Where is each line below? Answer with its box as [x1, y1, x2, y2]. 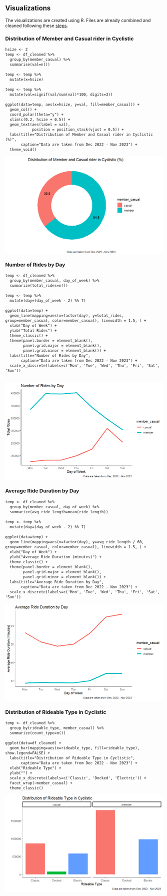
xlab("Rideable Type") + [9, 765, 61, 771]
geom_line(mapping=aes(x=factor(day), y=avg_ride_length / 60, [9, 539, 144, 544]
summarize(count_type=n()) [9, 730, 66, 736]
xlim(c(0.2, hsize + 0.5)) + [9, 117, 70, 122]
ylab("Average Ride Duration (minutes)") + [9, 554, 101, 559]
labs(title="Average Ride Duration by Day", [9, 579, 104, 584]
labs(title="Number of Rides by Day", [9, 353, 91, 358]
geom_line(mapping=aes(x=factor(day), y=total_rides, [9, 313, 124, 318]
